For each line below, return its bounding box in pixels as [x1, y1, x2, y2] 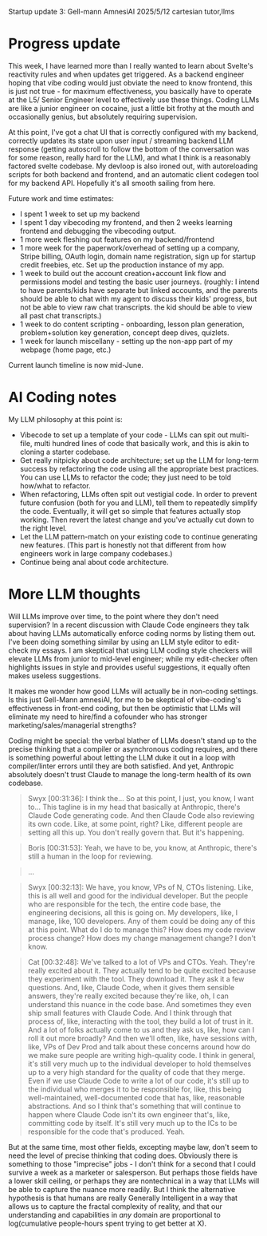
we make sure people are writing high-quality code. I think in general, [27, 1050, 257, 1060]
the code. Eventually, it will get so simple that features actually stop [19, 506, 241, 515]
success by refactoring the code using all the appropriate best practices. [19, 464, 259, 473]
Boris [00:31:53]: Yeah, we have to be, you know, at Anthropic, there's [27, 843, 257, 852]
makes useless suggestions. [8, 670, 101, 681]
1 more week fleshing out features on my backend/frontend [19, 235, 215, 244]
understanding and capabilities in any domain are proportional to [8, 1210, 221, 1219]
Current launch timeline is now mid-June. [8, 360, 143, 369]
